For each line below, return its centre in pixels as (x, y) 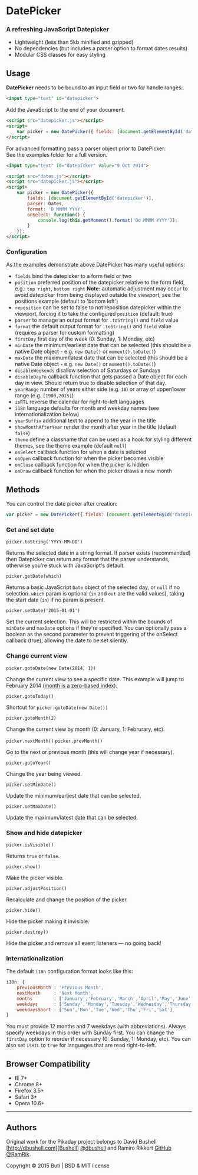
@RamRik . (19, 1154)
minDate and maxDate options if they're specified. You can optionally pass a (96, 628)
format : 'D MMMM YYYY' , (56, 209)
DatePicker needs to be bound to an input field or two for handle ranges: (95, 88)
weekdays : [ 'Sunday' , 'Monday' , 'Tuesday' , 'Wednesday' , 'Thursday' (105, 1004)
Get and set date (30, 529)
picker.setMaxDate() (32, 806)
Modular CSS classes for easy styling (60, 55)
